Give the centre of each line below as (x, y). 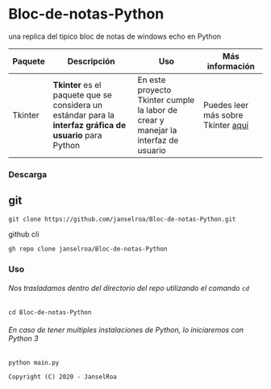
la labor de (158, 110)
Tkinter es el (77, 85)
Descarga (28, 174)
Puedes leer (226, 105)
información (231, 66)
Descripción (91, 61)
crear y (151, 120)
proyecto (154, 89)
